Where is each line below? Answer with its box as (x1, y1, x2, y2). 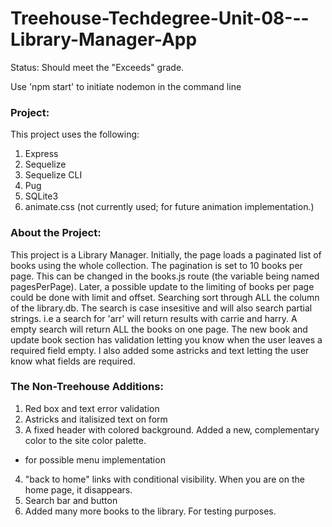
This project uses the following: (10, 128, 140, 141)
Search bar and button (24, 494, 118, 506)
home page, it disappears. (24, 483, 133, 496)
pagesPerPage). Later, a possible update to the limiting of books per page (10, 280, 315, 292)
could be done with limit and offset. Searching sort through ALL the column (10, 291, 320, 303)
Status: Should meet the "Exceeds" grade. (10, 61, 185, 73)
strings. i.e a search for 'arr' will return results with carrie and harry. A (10, 312, 298, 324)
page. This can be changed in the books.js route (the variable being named (10, 270, 320, 282)
